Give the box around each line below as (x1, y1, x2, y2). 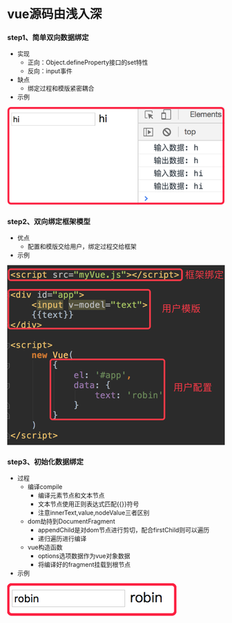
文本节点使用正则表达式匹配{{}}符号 (37, 500, 139, 508)
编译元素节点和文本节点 (37, 492, 105, 500)
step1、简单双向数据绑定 (7, 32, 89, 42)
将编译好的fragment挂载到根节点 (37, 561, 131, 569)
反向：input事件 (27, 67, 72, 75)
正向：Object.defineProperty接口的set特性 (27, 58, 148, 66)
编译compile (27, 483, 63, 491)
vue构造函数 (27, 543, 63, 552)
